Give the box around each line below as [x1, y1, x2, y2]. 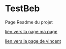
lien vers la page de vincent [5, 38, 62, 44]
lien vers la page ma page [5, 28, 58, 34]
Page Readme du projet [5, 19, 53, 25]
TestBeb [5, 3, 40, 14]
